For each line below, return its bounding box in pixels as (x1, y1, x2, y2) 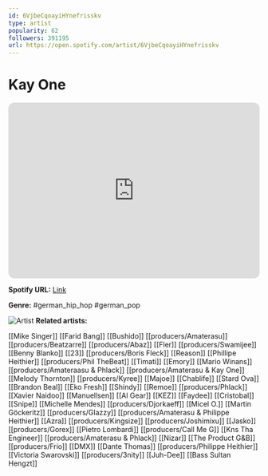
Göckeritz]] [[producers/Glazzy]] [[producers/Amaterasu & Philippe (8, 408, 230, 418)
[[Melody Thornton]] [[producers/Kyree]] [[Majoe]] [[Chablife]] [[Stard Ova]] (8, 374, 259, 383)
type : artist (8, 19, 52, 27)
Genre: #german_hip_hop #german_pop (8, 300, 141, 310)
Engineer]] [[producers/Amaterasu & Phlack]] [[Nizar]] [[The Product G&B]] (8, 433, 256, 443)
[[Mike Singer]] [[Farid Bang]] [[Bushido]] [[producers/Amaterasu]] (8, 331, 228, 341)
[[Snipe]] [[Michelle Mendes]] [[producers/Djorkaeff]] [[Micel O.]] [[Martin (8, 399, 252, 409)
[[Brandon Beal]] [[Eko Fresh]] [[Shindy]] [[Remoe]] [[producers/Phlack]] (8, 383, 248, 392)
